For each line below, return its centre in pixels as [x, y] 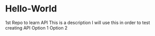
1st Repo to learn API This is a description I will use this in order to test [78, 22]
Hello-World [31, 9]
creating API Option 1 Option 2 [36, 27]
